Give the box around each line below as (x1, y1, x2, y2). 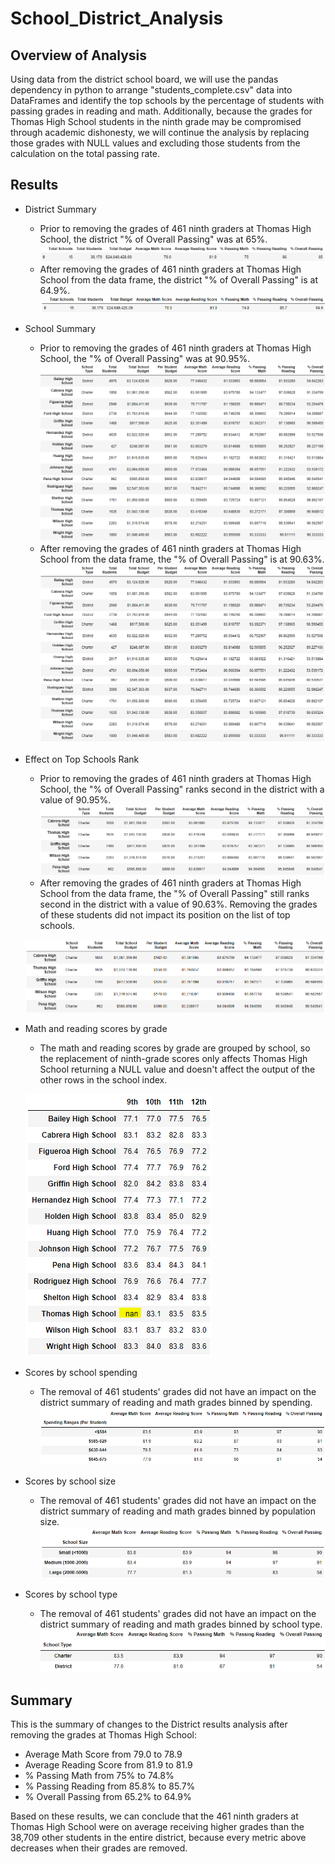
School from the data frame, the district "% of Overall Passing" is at (39, 274, 319, 286)
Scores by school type (24, 1588, 118, 1600)
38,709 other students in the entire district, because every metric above (10, 1832, 307, 1844)
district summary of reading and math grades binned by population (39, 1505, 316, 1517)
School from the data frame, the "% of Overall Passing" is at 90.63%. (39, 553, 325, 566)
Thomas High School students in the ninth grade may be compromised (10, 116, 302, 127)
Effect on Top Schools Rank (24, 753, 140, 766)
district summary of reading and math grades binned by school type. (39, 1618, 323, 1630)
